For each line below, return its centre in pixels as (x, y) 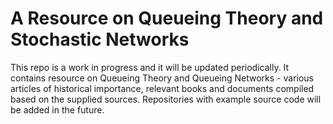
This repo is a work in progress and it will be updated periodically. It (150, 67)
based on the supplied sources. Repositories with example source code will (166, 99)
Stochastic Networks (100, 39)
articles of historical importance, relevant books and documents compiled (162, 88)
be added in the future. (57, 109)
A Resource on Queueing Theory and (167, 18)
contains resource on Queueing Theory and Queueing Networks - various (162, 78)
